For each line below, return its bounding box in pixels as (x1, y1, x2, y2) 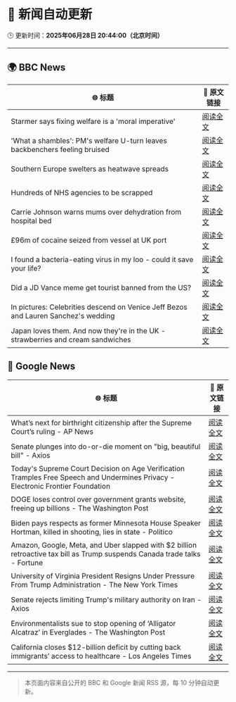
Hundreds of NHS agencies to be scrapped (11, 187, 153, 197)
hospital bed (11, 215, 52, 225)
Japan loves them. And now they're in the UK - (11, 325, 166, 335)
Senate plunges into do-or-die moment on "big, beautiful (11, 441, 201, 451)
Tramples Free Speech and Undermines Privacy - (11, 472, 175, 482)
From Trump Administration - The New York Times (11, 579, 178, 589)
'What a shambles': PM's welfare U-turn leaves (11, 135, 167, 145)
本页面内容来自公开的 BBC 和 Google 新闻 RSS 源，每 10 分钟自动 (24, 678, 214, 687)
